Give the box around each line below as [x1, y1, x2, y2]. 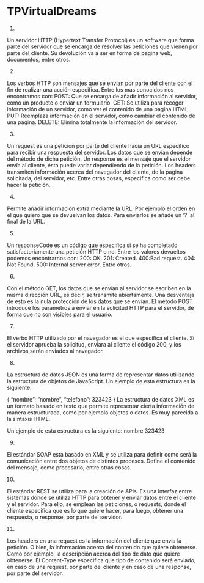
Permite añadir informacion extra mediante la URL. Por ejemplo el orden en [7, 205, 195, 212]
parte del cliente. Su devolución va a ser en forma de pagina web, [7, 49, 173, 56]
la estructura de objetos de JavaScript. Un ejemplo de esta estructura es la [7, 377, 195, 384]
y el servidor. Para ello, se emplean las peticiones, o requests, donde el [7, 500, 186, 508]
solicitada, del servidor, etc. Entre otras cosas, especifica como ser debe [7, 174, 191, 182]
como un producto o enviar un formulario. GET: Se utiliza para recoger [7, 99, 184, 106]
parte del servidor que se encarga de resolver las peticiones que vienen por [7, 43, 198, 50]
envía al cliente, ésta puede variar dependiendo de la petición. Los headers [7, 161, 196, 169]
